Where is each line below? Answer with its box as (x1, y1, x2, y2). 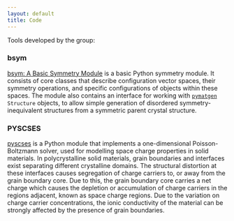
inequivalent (7, 106, 43, 114)
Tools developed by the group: (7, 36, 96, 44)
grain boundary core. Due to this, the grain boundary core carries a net (7, 176, 212, 185)
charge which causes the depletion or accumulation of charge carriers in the (7, 184, 228, 192)
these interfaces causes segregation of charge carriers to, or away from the (7, 169, 226, 178)
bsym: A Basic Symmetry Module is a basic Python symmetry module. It (7, 69, 214, 77)
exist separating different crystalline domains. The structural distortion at (7, 162, 217, 170)
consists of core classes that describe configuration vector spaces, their (7, 76, 216, 84)
